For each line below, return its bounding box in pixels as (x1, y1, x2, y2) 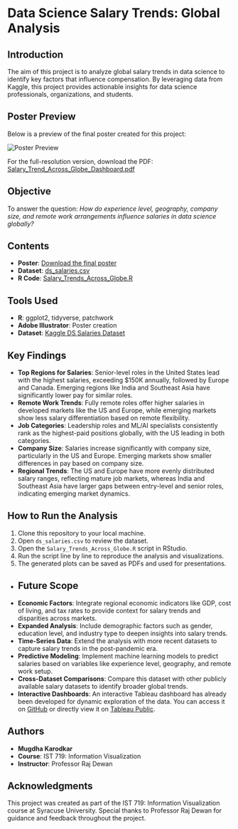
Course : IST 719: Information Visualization (17, 751, 141, 760)
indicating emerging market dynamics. (17, 489, 130, 498)
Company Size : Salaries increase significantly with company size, (17, 444, 211, 453)
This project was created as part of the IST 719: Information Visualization (7, 799, 220, 808)
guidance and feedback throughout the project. (7, 814, 146, 823)
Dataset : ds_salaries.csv (17, 266, 90, 275)
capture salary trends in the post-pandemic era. (17, 644, 158, 652)
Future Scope (17, 580, 79, 592)
